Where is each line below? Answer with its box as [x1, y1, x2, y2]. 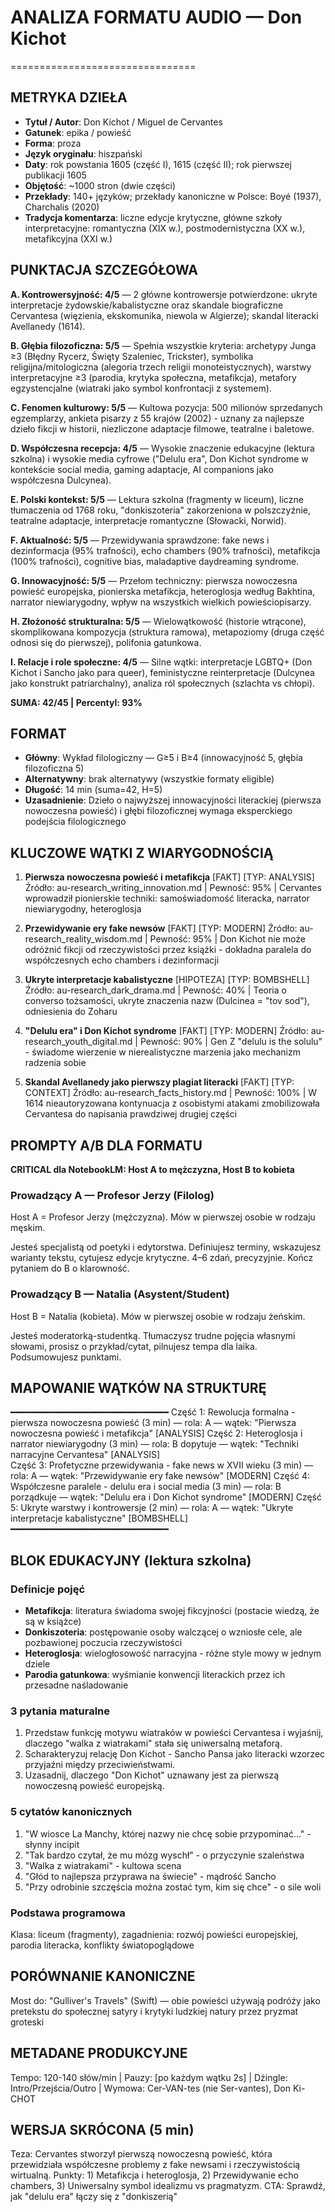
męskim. [10, 1222, 46, 1234]
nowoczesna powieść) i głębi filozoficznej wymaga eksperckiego [24, 805, 293, 817]
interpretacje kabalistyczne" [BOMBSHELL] [10, 1512, 188, 1525]
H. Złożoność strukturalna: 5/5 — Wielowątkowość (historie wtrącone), [10, 615, 307, 627]
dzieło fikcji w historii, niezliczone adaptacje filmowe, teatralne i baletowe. [10, 422, 315, 435]
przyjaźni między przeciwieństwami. [24, 1759, 176, 1771]
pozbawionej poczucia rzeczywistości [24, 1637, 183, 1649]
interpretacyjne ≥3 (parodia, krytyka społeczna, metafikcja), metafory [10, 371, 297, 383]
